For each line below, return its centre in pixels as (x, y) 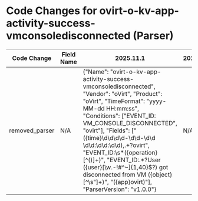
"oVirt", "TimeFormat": (114, 101)
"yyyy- (156, 101)
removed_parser (32, 130)
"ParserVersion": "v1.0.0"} (120, 189)
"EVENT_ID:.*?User (134, 160)
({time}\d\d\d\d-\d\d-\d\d (119, 138)
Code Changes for (52, 11)
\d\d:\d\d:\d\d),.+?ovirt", (116, 145)
